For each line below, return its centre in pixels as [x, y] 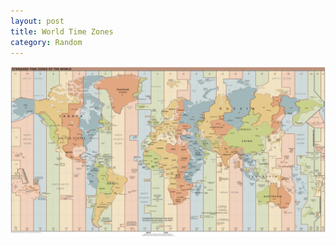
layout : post [37, 21]
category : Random [46, 42]
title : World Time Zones [62, 31]
